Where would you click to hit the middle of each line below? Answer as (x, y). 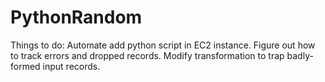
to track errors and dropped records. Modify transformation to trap (147, 55)
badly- (300, 55)
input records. (71, 66)
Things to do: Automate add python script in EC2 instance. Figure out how (163, 45)
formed (25, 66)
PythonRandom (76, 17)
